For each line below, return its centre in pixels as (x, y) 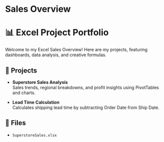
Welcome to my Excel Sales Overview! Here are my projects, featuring (76, 50)
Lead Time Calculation (36, 102)
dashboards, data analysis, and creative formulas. (56, 55)
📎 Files (16, 123)
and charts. (24, 93)
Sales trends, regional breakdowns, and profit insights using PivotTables (85, 87)
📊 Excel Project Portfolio (57, 33)
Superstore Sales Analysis (40, 82)
